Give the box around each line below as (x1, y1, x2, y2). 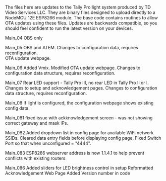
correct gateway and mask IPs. (5, 120, 68, 126)
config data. (5, 105, 30, 111)
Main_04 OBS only (5, 35, 43, 41)
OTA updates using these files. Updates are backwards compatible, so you (5, 20, 158, 26)
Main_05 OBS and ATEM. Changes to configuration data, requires (5, 45, 139, 50)
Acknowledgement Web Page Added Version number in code (5, 170, 130, 176)
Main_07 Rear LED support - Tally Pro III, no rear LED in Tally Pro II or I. (5, 80, 149, 86)
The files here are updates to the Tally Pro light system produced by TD (5, 4, 151, 10)
